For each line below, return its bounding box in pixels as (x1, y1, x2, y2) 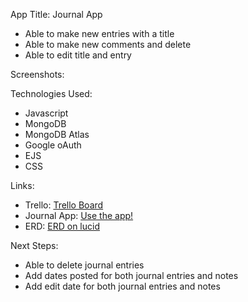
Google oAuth (24, 139, 82, 151)
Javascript (24, 107, 69, 119)
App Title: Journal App (10, 9, 103, 20)
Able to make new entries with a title (24, 28, 175, 39)
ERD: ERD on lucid (24, 220, 100, 232)
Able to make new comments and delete (24, 39, 192, 50)
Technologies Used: (10, 88, 93, 99)
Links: (10, 180, 35, 191)
